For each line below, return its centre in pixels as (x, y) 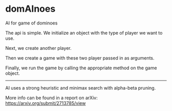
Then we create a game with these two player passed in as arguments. (80, 58)
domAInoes (30, 9)
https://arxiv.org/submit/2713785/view (46, 103)
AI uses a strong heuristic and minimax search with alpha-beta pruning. (81, 88)
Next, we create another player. (38, 48)
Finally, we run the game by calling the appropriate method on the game (81, 68)
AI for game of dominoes (31, 23)
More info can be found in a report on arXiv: (52, 98)
